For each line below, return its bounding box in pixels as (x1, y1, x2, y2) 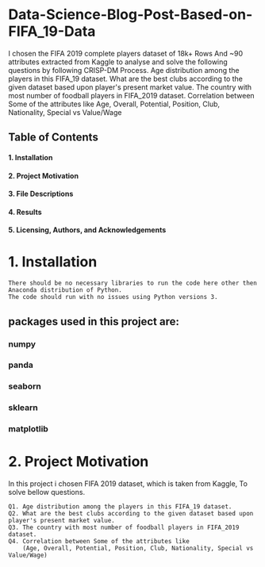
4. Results (8, 207, 42, 216)
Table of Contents (8, 131, 99, 144)
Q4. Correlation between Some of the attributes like (8, 538, 190, 546)
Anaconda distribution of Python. (8, 286, 123, 294)
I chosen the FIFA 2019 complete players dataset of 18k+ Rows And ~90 (8, 48, 244, 58)
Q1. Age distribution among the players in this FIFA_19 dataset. (8, 503, 232, 511)
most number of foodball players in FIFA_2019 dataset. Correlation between (8, 90, 255, 100)
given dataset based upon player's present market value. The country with (8, 82, 252, 92)
